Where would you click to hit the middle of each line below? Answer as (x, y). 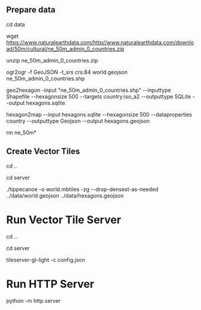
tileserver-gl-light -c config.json (46, 260)
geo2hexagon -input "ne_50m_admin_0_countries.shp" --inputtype (88, 90)
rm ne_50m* (22, 132)
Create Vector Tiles (43, 152)
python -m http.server (34, 300)
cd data (16, 24)
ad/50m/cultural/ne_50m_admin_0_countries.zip (65, 49)
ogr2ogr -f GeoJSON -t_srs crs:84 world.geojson (67, 72)
